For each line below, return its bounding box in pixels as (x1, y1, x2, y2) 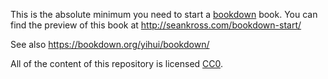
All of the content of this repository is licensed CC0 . (10, 58, 224, 69)
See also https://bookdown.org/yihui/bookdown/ (10, 39, 210, 50)
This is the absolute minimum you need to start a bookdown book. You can (10, 9, 318, 20)
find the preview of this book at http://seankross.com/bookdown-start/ (10, 19, 302, 31)
